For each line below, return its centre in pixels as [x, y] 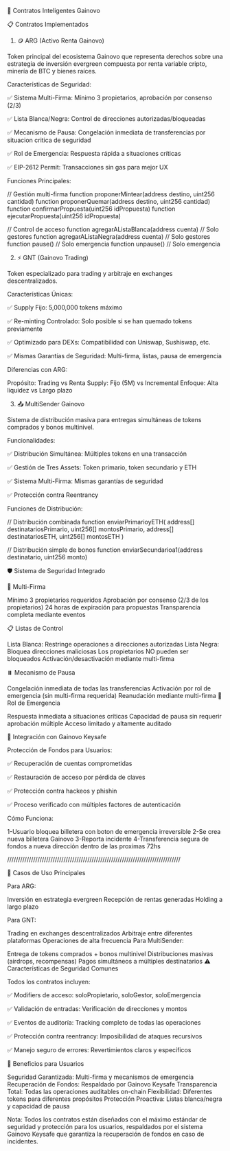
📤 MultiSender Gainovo [51, 404]
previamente [25, 329]
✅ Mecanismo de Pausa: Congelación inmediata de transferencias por [106, 132]
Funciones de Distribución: [45, 509]
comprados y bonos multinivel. [51, 427]
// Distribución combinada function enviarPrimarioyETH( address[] [101, 522]
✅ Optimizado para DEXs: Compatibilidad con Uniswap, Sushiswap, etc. [109, 342]
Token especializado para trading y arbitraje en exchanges [90, 274]
